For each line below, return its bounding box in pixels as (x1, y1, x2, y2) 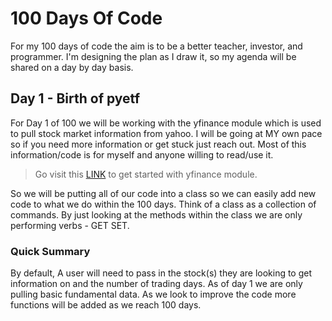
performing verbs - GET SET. (10, 219, 130, 231)
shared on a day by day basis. (10, 61, 134, 73)
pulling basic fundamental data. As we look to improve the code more (10, 288, 297, 301)
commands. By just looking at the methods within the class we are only (10, 208, 303, 221)
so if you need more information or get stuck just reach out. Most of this (10, 138, 307, 150)
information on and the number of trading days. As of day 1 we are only (10, 278, 303, 290)
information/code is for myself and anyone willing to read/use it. (10, 148, 274, 161)
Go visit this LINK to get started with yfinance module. (34, 168, 258, 180)
